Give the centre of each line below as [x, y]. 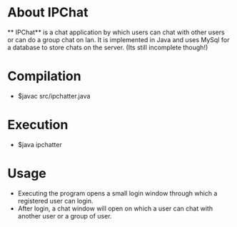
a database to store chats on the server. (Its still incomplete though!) [108, 47]
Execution [38, 125]
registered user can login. [55, 201]
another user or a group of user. [65, 216]
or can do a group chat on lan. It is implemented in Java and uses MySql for [118, 39]
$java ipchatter [40, 144]
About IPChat [48, 12]
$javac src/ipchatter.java [54, 96]
